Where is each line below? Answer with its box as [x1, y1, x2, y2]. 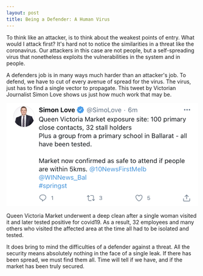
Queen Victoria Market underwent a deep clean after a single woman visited [6, 212, 197, 219]
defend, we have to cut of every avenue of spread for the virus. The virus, [6, 78, 191, 85]
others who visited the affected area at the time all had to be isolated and [6, 225, 190, 232]
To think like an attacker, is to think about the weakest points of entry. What [6, 33, 194, 41]
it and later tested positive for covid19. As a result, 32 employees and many [6, 218, 194, 226]
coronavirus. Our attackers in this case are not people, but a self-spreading [6, 46, 194, 54]
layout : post [6, 10, 40, 16]
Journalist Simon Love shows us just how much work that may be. [6, 91, 172, 98]
